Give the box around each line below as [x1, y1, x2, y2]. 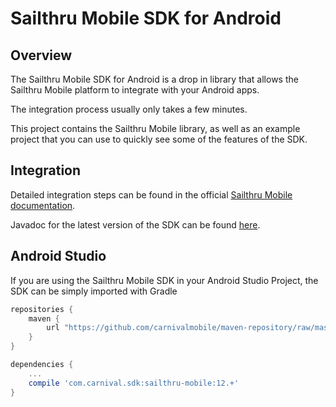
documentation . [10, 199, 76, 211]
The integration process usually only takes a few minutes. [10, 103, 248, 115]
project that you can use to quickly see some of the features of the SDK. [10, 133, 308, 145]
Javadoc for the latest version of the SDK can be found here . [10, 218, 261, 231]
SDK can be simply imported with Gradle [10, 285, 178, 297]
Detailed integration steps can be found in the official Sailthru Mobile [10, 188, 293, 201]
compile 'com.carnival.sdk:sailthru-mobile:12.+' [28, 378, 240, 388]
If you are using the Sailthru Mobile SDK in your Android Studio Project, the [10, 274, 319, 286]
